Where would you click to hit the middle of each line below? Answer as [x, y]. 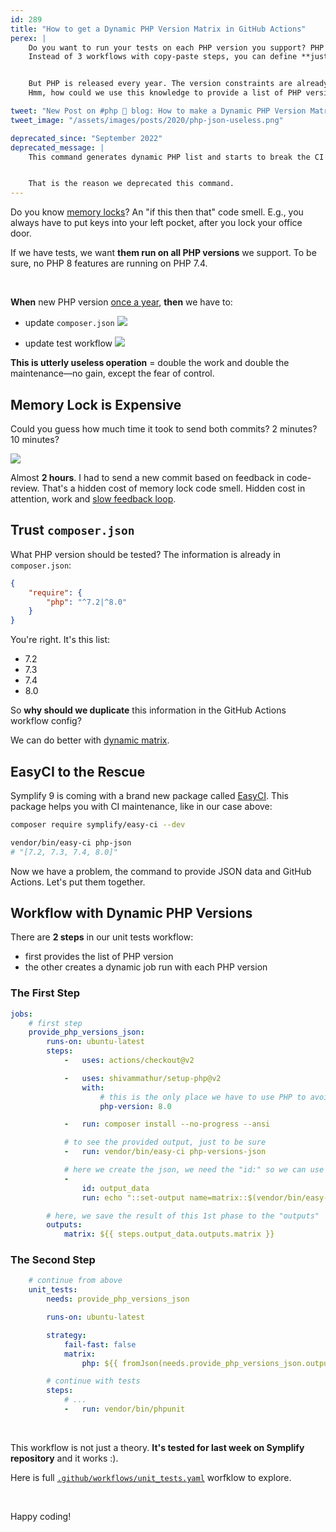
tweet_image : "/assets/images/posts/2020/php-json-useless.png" [147, 120]
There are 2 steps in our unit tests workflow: [102, 937]
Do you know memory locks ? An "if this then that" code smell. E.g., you [157, 212]
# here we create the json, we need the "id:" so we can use [194, 1170]
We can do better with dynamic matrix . [90, 740]
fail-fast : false [100, 1344]
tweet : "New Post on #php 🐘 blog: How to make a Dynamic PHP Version [158, 111]
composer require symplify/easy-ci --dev [98, 824]
